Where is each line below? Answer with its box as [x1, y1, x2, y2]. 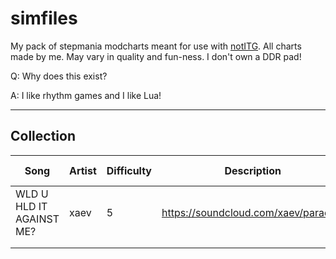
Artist [68, 163, 97, 177]
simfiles [10, 7, 78, 30]
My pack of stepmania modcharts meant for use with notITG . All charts [10, 40, 302, 52]
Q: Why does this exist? [10, 70, 108, 82]
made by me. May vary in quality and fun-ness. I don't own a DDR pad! [10, 50, 302, 62]
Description [224, 163, 282, 177]
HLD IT [15, 199, 48, 213]
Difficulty [106, 163, 152, 177]
